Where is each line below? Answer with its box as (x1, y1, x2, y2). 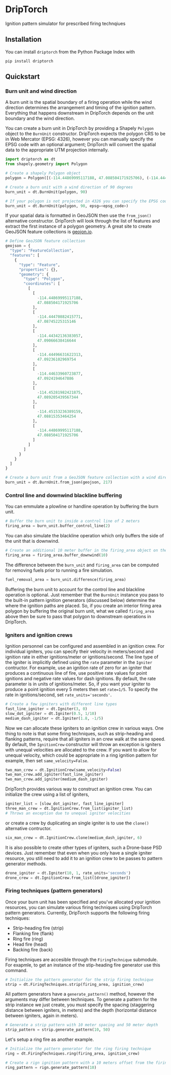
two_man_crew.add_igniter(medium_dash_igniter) (5, 777, 108, 782)
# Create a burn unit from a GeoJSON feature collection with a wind (5, 475, 156, 480)
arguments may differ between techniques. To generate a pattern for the (5, 997, 157, 1003)
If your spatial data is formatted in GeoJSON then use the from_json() (5, 212, 152, 218)
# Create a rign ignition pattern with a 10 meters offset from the (5, 1060, 154, 1065)
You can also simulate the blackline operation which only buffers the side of (5, 533, 164, 539)
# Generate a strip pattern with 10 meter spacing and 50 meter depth (5, 1023, 158, 1028)
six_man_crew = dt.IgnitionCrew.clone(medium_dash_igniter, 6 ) (5, 835, 142, 840)
